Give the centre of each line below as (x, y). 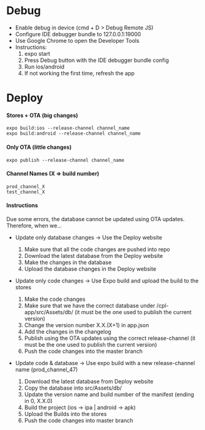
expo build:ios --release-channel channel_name (68, 128)
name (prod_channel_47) (47, 369)
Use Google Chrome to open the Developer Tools (77, 40)
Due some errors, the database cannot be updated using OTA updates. (95, 219)
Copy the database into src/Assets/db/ (73, 388)
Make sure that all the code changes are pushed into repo (97, 249)
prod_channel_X (26, 187)
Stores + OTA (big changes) (42, 115)
